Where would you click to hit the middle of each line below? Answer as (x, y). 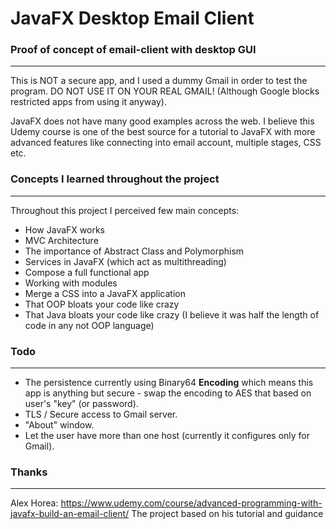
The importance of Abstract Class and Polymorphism (134, 251)
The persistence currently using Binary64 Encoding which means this (169, 383)
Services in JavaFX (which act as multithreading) (125, 261)
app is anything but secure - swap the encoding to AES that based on (168, 393)
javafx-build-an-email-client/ (70, 514)
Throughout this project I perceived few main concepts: (125, 210)
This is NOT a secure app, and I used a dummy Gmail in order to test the (159, 81)
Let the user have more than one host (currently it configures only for (167, 436)
